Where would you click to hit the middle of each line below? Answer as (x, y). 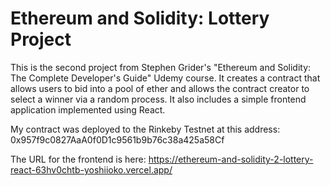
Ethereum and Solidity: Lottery (140, 18)
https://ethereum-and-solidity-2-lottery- (231, 159)
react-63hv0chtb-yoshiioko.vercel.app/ (91, 169)
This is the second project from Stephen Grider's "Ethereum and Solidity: (161, 67)
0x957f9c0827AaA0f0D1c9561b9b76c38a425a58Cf (117, 139)
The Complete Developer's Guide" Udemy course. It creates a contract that (165, 78)
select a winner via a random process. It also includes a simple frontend (158, 99)
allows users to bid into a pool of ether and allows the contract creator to (160, 88)
